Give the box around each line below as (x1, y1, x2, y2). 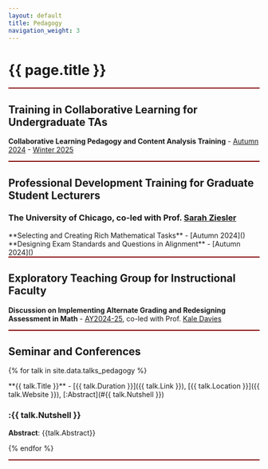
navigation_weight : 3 (8, 26, 81, 34)
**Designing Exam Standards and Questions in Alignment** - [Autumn (8, 238, 241, 248)
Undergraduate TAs (8, 115, 108, 128)
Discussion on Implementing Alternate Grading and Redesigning (8, 305, 226, 315)
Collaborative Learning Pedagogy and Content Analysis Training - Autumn (8, 136, 259, 146)
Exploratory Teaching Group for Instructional (8, 272, 236, 286)
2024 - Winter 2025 (8, 145, 74, 155)
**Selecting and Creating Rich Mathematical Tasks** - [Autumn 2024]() (8, 231, 246, 240)
